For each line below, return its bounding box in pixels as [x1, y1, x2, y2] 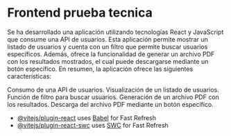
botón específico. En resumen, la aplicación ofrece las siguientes [7, 65, 194, 73]
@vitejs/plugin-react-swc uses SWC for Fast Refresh [17, 121, 169, 129]
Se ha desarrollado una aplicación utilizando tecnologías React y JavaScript [7, 28, 224, 36]
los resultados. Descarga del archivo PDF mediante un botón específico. [7, 100, 214, 108]
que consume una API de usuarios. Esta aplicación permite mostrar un [7, 35, 208, 43]
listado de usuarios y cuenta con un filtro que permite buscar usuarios [7, 42, 208, 51]
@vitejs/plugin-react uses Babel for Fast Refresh [17, 113, 157, 122]
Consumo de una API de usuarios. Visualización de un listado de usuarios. [7, 85, 220, 94]
